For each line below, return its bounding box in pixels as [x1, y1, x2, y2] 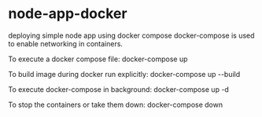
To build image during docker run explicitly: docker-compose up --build [8, 69, 241, 79]
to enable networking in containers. [8, 38, 124, 48]
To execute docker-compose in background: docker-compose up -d [8, 84, 230, 94]
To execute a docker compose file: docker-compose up [8, 54, 188, 64]
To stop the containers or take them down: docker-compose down [8, 100, 223, 109]
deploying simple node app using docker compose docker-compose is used [8, 31, 255, 40]
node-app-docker [8, 5, 127, 23]
